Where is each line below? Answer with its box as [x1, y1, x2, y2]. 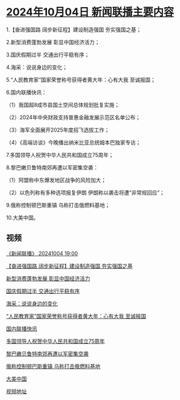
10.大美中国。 [6, 214, 39, 221]
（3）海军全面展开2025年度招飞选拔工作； [6, 126, 110, 133]
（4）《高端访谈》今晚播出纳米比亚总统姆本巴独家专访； [6, 139, 141, 146]
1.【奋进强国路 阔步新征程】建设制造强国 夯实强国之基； [6, 26, 142, 33]
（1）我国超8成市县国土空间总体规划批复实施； [6, 101, 120, 108]
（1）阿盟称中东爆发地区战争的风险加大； [6, 176, 106, 183]
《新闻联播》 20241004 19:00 [6, 250, 78, 257]
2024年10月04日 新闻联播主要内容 [6, 5, 175, 19]
